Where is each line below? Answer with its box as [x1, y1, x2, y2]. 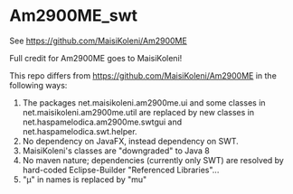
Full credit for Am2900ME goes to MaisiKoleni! [9, 52, 183, 63]
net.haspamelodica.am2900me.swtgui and [22, 116, 183, 127]
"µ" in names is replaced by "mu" [22, 173, 147, 185]
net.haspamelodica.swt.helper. [22, 125, 137, 136]
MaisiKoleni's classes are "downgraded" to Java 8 [22, 145, 210, 156]
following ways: [9, 79, 68, 90]
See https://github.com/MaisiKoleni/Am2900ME [9, 35, 187, 46]
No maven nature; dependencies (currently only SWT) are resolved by [22, 154, 285, 165]
